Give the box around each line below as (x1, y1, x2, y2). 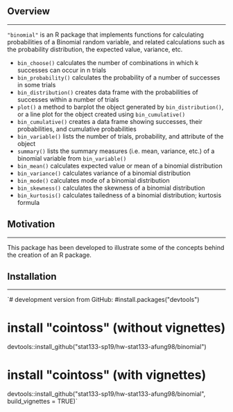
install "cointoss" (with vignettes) (7, 367, 207, 383)
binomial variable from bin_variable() (17, 154, 127, 162)
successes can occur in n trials (17, 66, 106, 74)
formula (17, 198, 40, 206)
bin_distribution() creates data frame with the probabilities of (17, 88, 199, 96)
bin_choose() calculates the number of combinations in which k (17, 58, 199, 66)
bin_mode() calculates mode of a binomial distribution (17, 176, 170, 184)
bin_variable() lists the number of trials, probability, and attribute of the (17, 132, 224, 141)
